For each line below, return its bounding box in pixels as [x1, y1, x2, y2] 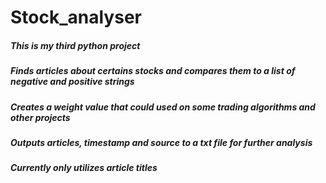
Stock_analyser [10, 6, 142, 29]
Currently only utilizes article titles [10, 162, 158, 174]
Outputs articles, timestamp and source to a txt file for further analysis [10, 136, 313, 148]
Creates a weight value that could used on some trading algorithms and [10, 101, 316, 113]
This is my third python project [10, 39, 141, 51]
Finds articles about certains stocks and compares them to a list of [10, 65, 296, 77]
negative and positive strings [10, 76, 135, 88]
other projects [10, 111, 71, 123]
